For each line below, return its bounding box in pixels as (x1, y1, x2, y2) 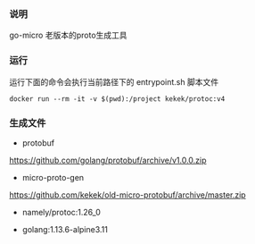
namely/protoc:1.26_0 (21, 206, 101, 217)
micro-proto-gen (21, 172, 85, 182)
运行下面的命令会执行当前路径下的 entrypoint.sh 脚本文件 (9, 76, 219, 87)
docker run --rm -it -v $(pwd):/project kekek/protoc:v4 (9, 94, 226, 104)
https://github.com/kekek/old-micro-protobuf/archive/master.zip (9, 189, 247, 200)
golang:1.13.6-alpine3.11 (21, 223, 109, 234)
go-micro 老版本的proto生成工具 (9, 29, 127, 41)
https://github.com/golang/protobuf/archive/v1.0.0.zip (9, 155, 207, 165)
